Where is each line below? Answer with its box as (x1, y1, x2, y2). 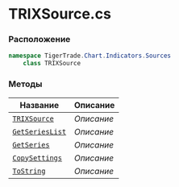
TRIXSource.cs (8, 5, 111, 23)
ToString (12, 166, 46, 176)
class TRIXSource (23, 60, 81, 68)
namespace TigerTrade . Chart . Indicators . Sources (8, 52, 172, 60)
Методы (8, 78, 43, 89)
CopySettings (12, 153, 63, 162)
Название (19, 99, 59, 110)
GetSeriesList (12, 127, 67, 136)
